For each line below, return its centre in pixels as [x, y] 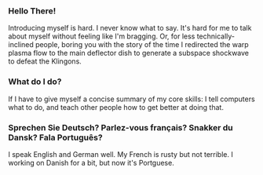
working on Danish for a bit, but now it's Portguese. [91, 162]
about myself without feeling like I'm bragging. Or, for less [102, 36]
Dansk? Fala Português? [56, 137]
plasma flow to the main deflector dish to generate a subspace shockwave [129, 53]
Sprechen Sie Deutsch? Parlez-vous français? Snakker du [121, 127]
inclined [21, 45]
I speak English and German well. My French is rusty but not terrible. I [121, 154]
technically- [216, 36]
